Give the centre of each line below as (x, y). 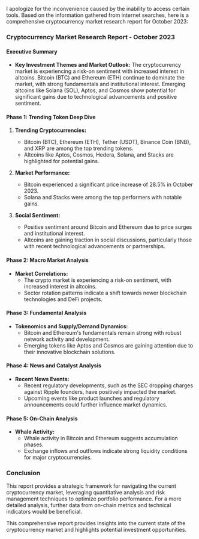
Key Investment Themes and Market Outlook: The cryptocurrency (98, 65)
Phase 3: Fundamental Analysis (46, 313)
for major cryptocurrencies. (58, 458)
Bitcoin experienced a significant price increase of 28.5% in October (108, 185)
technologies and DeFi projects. (63, 299)
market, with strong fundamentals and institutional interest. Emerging (100, 84)
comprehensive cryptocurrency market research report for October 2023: (97, 21)
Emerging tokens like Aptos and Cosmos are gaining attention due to (108, 345)
